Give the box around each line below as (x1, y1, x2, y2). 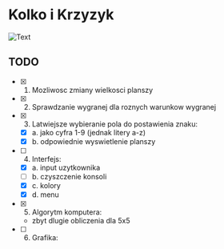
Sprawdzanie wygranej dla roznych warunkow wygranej (31, 102, 217, 111)
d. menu (31, 190, 60, 199)
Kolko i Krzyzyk (8, 6, 114, 24)
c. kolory (31, 181, 62, 190)
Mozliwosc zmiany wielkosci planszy (31, 85, 154, 94)
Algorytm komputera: (31, 207, 102, 217)
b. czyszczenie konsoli (31, 171, 107, 181)
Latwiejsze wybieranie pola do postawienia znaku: (31, 118, 198, 129)
